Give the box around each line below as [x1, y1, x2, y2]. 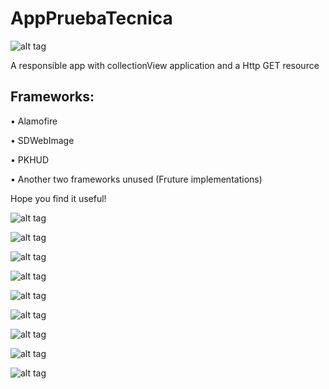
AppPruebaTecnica [10, 7, 173, 30]
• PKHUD [10, 153, 50, 166]
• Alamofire [10, 115, 58, 127]
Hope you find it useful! [10, 192, 107, 204]
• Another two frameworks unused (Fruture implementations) [10, 173, 263, 185]
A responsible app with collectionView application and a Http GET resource [10, 59, 320, 71]
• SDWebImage [10, 134, 75, 146]
